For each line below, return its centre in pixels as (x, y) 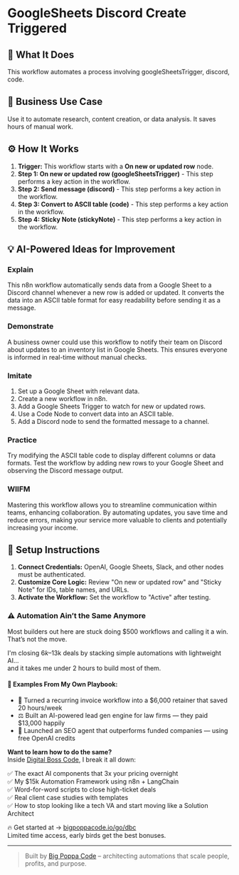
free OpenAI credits (47, 738)
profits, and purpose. (55, 863)
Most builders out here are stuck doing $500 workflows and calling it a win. (118, 631)
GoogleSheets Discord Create (97, 13)
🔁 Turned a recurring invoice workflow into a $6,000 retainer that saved (122, 700)
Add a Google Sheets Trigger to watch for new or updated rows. (112, 406)
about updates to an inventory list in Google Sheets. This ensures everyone (117, 349)
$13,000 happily (41, 723)
